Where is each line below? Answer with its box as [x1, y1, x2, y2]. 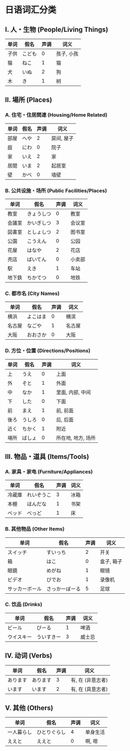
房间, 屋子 [51, 135, 74, 142]
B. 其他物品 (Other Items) [5, 526, 65, 532]
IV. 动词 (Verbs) [5, 652, 53, 660]
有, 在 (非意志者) [71, 677, 108, 683]
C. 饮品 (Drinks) [5, 601, 42, 608]
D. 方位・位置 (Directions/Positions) [5, 348, 91, 354]
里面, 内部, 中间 [56, 389, 91, 396]
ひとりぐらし [37, 729, 66, 735]
